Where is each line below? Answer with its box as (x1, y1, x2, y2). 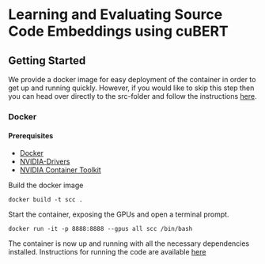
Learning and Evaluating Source (8, 6, 223, 24)
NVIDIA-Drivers (19, 157, 70, 167)
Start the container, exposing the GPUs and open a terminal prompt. (8, 209, 229, 219)
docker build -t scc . (8, 196, 83, 204)
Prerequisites (8, 130, 54, 140)
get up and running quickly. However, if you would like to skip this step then (8, 83, 255, 92)
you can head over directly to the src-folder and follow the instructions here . (8, 92, 257, 100)
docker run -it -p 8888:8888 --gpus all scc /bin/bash (8, 225, 193, 233)
